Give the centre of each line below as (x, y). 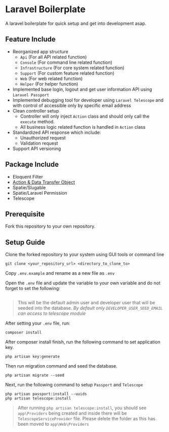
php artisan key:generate (32, 357)
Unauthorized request (43, 137)
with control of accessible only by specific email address (72, 105)
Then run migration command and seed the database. (61, 366)
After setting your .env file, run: (38, 323)
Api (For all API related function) (53, 57)
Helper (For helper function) (49, 84)
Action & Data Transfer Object (44, 182)
